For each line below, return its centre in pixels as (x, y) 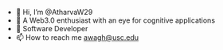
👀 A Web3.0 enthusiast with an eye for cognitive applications (115, 20)
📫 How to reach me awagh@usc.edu (77, 37)
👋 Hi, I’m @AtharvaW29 (54, 12)
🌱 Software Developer (52, 29)
